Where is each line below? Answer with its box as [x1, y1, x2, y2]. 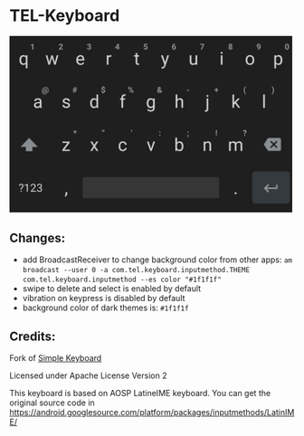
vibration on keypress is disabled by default [22, 293, 185, 304]
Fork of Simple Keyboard [9, 353, 102, 364]
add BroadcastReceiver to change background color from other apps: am [22, 254, 292, 265]
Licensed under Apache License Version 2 [9, 370, 167, 381]
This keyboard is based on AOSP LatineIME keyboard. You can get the [9, 388, 271, 399]
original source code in [9, 397, 95, 408]
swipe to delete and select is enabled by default [22, 283, 202, 294]
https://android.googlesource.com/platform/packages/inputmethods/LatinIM [9, 407, 295, 418]
